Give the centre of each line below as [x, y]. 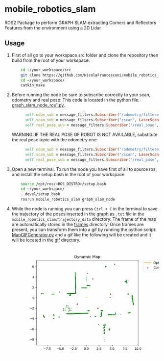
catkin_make [33, 85]
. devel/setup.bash [41, 194]
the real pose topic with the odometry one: [55, 140]
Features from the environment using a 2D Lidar [53, 27]
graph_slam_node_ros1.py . [38, 105]
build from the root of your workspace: [51, 60]
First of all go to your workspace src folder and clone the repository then [85, 55]
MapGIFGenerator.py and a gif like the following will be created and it [81, 235]
